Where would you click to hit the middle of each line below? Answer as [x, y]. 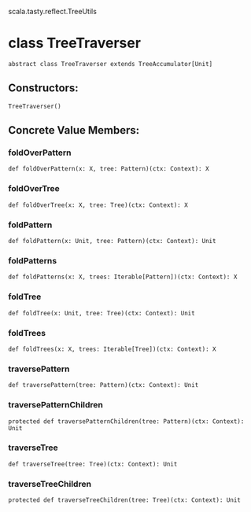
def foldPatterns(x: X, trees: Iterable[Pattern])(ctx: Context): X [123, 277]
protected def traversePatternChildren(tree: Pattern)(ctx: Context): [126, 421]
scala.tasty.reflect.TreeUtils [52, 11]
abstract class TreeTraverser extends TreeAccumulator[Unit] [111, 64]
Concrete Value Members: [74, 130]
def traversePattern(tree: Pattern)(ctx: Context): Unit [103, 385]
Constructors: [43, 88]
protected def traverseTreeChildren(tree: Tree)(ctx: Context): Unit [125, 500]
